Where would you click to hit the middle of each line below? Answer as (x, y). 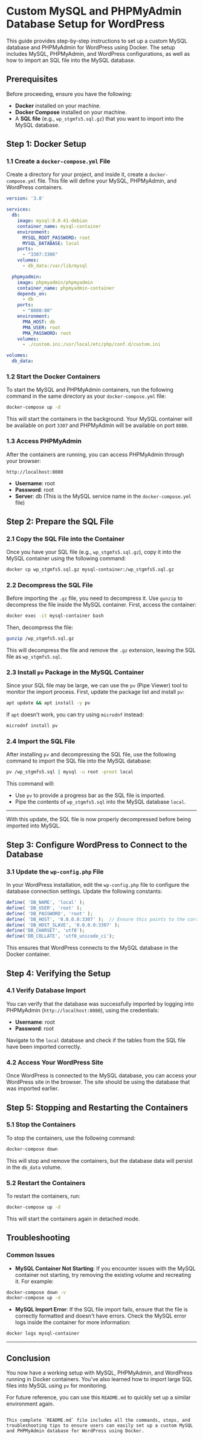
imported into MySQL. (34, 826)
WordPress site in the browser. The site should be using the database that (98, 1082)
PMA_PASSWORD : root (47, 333)
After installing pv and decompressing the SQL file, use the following (91, 755)
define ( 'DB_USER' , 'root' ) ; (44, 908)
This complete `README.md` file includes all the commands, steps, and (98, 1421)
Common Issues (31, 1255)
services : (19, 210)
